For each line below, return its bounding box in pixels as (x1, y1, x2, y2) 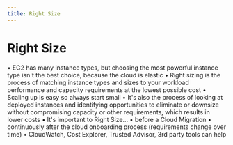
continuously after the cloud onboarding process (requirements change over (7, 123, 227, 131)
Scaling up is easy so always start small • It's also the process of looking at (7, 93, 223, 101)
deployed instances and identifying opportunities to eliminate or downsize (7, 100, 219, 109)
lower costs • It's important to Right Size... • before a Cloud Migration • (7, 115, 212, 123)
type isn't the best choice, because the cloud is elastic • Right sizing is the (7, 70, 221, 79)
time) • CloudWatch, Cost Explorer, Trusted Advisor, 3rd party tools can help (7, 130, 227, 138)
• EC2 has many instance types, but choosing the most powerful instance (7, 63, 219, 72)
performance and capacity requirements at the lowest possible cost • (7, 85, 207, 94)
